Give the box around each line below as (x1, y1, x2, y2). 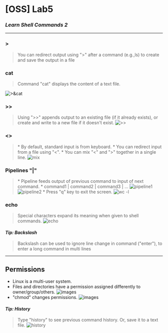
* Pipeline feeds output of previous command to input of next (17, 178, 144, 184)
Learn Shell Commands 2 (5, 22, 68, 29)
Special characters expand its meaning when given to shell (17, 213, 139, 219)
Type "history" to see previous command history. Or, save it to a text (17, 317, 158, 323)
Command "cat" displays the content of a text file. (17, 81, 121, 87)
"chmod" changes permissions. (12, 294, 77, 300)
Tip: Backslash (5, 229, 37, 235)
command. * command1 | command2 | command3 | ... (17, 183, 128, 189)
